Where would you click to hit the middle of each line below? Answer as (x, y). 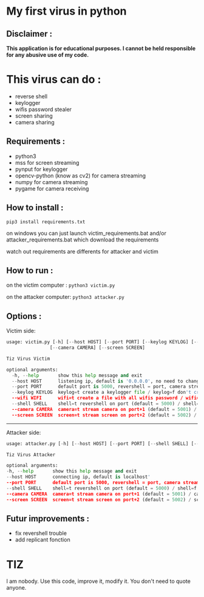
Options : (24, 316)
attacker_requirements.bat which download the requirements (83, 240)
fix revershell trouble (41, 533)
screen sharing (34, 116)
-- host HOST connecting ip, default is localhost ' (78, 477)
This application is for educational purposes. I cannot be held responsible (101, 48)
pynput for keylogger (41, 169)
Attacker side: (24, 432)
